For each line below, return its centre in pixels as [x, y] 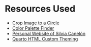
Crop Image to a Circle [36, 23]
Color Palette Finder [33, 28]
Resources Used [40, 9]
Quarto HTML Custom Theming [45, 39]
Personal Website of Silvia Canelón [49, 33]
